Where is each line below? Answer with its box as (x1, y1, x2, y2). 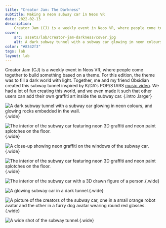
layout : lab (5, 53, 30, 58)
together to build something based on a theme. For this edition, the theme (5, 72, 155, 78)
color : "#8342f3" (5, 44, 41, 49)
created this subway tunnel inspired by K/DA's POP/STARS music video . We (5, 83, 159, 89)
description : (5, 21, 32, 26)
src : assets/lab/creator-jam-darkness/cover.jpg (14, 35, 116, 40)
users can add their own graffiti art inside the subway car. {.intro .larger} (5, 93, 152, 99)
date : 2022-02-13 (5, 16, 41, 21)
